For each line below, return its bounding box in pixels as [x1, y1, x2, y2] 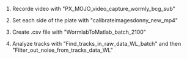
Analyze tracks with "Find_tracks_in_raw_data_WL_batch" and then [12, 40, 182, 47]
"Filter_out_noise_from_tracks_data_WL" [12, 46, 113, 54]
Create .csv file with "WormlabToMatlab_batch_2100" [12, 28, 147, 36]
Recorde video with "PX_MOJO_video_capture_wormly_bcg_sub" [12, 5, 175, 12]
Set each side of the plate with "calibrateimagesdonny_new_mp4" [12, 17, 178, 23]
